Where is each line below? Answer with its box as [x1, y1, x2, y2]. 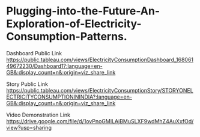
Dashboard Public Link [6, 49, 62, 56]
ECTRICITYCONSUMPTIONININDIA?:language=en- [6, 93, 132, 100]
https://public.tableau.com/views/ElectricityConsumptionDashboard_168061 [6, 56, 194, 63]
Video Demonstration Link [6, 111, 71, 118]
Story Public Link [6, 80, 48, 88]
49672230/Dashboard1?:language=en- [6, 62, 103, 70]
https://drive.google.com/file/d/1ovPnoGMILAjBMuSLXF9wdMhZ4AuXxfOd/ [6, 117, 194, 124]
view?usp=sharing [6, 124, 52, 131]
